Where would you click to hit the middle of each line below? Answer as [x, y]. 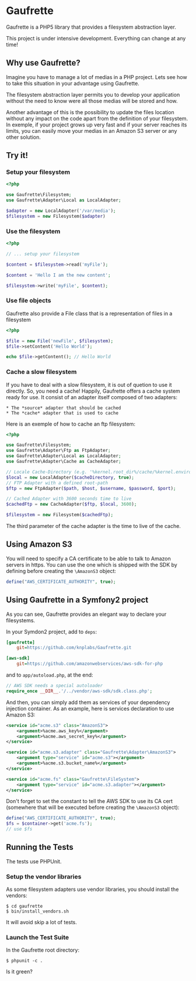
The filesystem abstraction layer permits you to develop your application [93, 94]
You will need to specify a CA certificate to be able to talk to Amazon [88, 558]
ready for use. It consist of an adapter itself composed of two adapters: [92, 397]
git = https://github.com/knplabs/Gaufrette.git [74, 648]
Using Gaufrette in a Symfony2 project [77, 600]
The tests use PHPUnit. [34, 861]
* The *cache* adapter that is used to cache [62, 413]
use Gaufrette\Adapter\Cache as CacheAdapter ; [64, 462]
